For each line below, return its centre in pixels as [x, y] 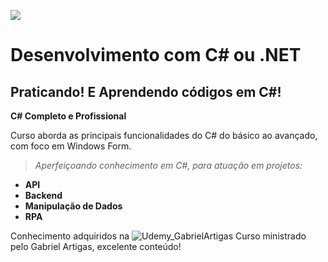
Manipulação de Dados [73, 206]
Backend [43, 195]
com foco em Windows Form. [71, 146]
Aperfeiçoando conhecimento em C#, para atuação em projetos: [168, 165]
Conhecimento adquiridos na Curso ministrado [158, 236]
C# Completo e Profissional [68, 116]
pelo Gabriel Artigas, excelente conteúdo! [96, 246]
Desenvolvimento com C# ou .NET [156, 55]
